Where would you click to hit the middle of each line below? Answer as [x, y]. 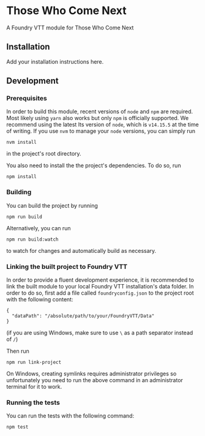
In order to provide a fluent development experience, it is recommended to [100, 280]
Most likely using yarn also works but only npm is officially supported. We [98, 118]
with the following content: [40, 299]
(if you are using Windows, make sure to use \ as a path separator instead [100, 333]
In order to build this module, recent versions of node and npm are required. [100, 111]
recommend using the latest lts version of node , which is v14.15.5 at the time [102, 125]
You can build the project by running [52, 205]
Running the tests [33, 402]
